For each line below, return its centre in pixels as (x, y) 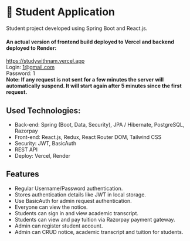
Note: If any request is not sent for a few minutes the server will (85, 80)
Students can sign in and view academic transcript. (77, 213)
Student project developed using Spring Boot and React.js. (77, 28)
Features (23, 174)
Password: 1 (21, 73)
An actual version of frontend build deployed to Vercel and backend (90, 42)
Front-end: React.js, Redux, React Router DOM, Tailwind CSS (88, 137)
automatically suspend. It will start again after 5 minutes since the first (94, 86)
